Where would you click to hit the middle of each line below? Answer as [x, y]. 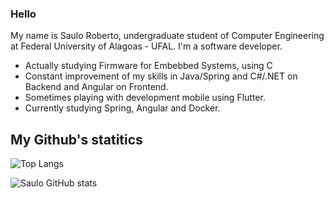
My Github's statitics [76, 139]
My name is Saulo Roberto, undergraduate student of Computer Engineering [167, 36]
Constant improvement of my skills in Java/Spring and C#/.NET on [161, 76]
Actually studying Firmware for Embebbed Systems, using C [148, 66]
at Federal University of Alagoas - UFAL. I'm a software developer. [146, 46]
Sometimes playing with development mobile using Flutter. [145, 98]
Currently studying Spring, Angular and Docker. [122, 108]
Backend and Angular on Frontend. [96, 87]
